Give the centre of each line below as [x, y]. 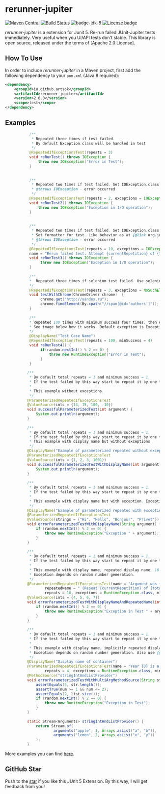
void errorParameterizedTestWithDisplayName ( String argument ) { [94, 524]
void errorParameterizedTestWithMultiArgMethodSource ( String [91, 680]
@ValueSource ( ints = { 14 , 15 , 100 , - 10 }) [70, 405]
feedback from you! [25, 786]
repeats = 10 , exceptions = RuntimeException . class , [99, 593]
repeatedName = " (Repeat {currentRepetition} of [96, 588]
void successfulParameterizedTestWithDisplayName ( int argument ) [94, 464]
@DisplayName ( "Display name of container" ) [72, 662]
